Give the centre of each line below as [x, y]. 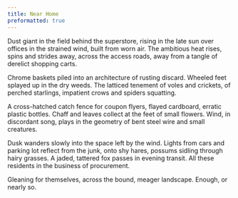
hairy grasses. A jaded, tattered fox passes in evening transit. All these [111, 158]
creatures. [22, 129]
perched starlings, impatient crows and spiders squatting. [92, 93]
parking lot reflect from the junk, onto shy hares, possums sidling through [115, 150]
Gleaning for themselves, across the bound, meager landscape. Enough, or [118, 179]
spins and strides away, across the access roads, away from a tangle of [113, 56]
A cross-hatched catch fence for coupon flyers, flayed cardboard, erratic [115, 106]
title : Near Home [33, 14]
